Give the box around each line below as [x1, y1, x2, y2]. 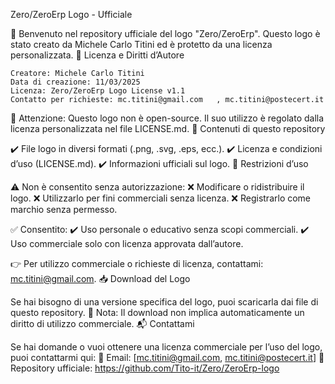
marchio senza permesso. [10, 204, 118, 215]
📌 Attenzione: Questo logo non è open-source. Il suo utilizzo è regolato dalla [10, 112, 325, 124]
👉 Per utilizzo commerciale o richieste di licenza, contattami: [10, 258, 264, 269]
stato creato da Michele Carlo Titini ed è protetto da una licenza [10, 39, 273, 50]
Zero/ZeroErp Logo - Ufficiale [10, 9, 133, 20]
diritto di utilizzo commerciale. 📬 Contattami [10, 318, 195, 329]
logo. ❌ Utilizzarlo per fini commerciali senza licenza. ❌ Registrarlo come [10, 192, 312, 204]
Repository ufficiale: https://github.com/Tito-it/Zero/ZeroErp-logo [10, 362, 280, 374]
